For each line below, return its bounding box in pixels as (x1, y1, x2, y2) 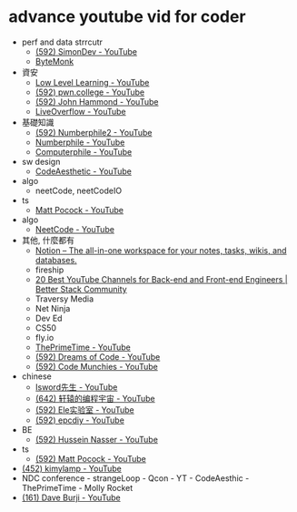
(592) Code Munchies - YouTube (35, 361, 158, 372)
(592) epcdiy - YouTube (35, 415, 124, 425)
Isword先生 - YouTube (35, 381, 118, 393)
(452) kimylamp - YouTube (21, 463, 122, 474)
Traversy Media (35, 293, 94, 304)
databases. (35, 254, 78, 265)
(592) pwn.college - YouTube (35, 87, 145, 97)
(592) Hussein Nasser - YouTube (35, 434, 158, 445)
